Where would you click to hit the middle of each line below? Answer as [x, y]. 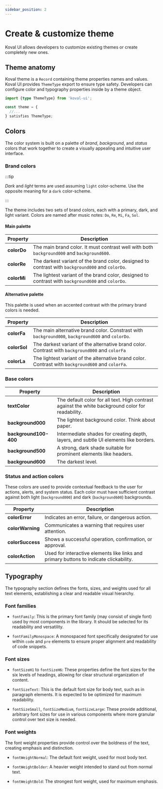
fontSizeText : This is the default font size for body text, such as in [78, 689]
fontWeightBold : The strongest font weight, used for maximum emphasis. [85, 781]
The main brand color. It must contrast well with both [93, 247]
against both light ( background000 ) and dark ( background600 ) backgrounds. [79, 497]
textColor [19, 406]
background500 [26, 451]
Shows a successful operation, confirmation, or [98, 539]
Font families [21, 606]
